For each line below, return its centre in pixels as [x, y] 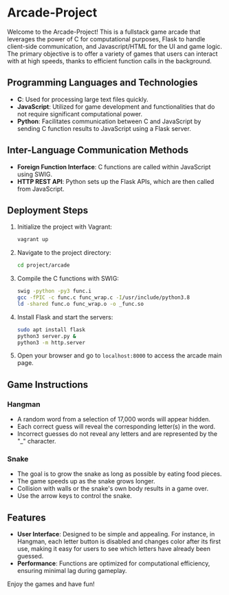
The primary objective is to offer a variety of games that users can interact [112, 54]
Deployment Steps [47, 210]
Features [26, 518]
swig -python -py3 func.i [54, 291]
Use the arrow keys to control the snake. [74, 496]
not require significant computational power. [80, 114]
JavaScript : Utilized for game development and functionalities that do [116, 106]
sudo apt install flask [51, 330]
